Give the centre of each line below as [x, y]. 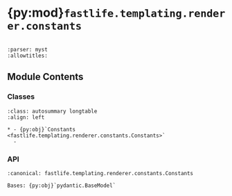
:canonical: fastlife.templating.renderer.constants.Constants [100, 173]
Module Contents [45, 77]
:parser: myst [28, 49]
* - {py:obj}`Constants [42, 129]
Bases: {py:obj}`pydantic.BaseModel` [62, 186]
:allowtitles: [28, 56]
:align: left [26, 117]
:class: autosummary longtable [52, 111]
